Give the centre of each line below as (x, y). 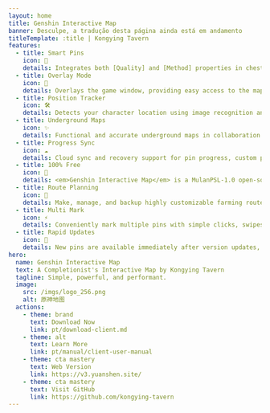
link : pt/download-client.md (78, 329)
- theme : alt (45, 337)
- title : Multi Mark (50, 210)
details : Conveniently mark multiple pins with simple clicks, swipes (143, 225)
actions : (30, 307)
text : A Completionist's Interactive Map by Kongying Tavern (120, 270)
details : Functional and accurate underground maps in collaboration (142, 135)
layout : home (30, 16)
